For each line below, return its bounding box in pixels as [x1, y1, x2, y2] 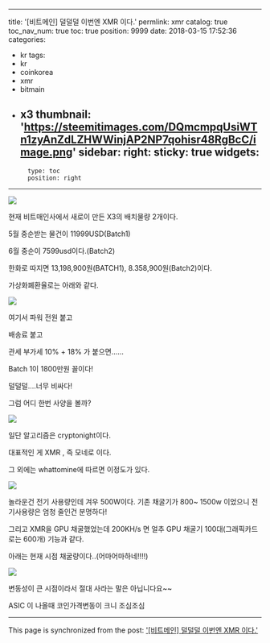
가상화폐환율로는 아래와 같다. [8, 280, 99, 290]
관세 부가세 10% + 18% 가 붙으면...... [8, 346, 125, 356]
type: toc [27, 167, 60, 175]
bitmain [19, 85, 46, 93]
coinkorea [19, 68, 54, 77]
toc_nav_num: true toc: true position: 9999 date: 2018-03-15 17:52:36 [8, 26, 237, 35]
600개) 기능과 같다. [22, 533, 84, 544]
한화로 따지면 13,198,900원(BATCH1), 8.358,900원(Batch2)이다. [8, 263, 213, 272]
